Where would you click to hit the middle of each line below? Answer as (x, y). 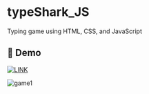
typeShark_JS (48, 12)
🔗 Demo (24, 53)
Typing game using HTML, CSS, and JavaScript (75, 31)
